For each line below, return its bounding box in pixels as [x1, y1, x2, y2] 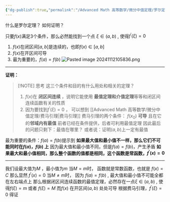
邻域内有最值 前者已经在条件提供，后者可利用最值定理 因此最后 [29, 120, 161, 126]
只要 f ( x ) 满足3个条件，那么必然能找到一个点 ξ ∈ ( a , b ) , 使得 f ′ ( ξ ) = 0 [5, 32, 146, 39]
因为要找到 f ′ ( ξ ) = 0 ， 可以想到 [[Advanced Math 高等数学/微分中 [25, 106, 161, 112]
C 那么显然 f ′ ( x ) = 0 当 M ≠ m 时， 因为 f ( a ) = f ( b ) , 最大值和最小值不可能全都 [5, 171, 163, 178]
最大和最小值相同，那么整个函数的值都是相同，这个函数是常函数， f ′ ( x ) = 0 [9, 149, 165, 156]
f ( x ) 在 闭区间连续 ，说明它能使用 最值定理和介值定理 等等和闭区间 [25, 93, 161, 99]
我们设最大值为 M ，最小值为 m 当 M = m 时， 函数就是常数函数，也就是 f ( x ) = [5, 165, 163, 172]
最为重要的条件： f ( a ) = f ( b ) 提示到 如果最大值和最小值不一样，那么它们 [5, 137, 152, 143]
